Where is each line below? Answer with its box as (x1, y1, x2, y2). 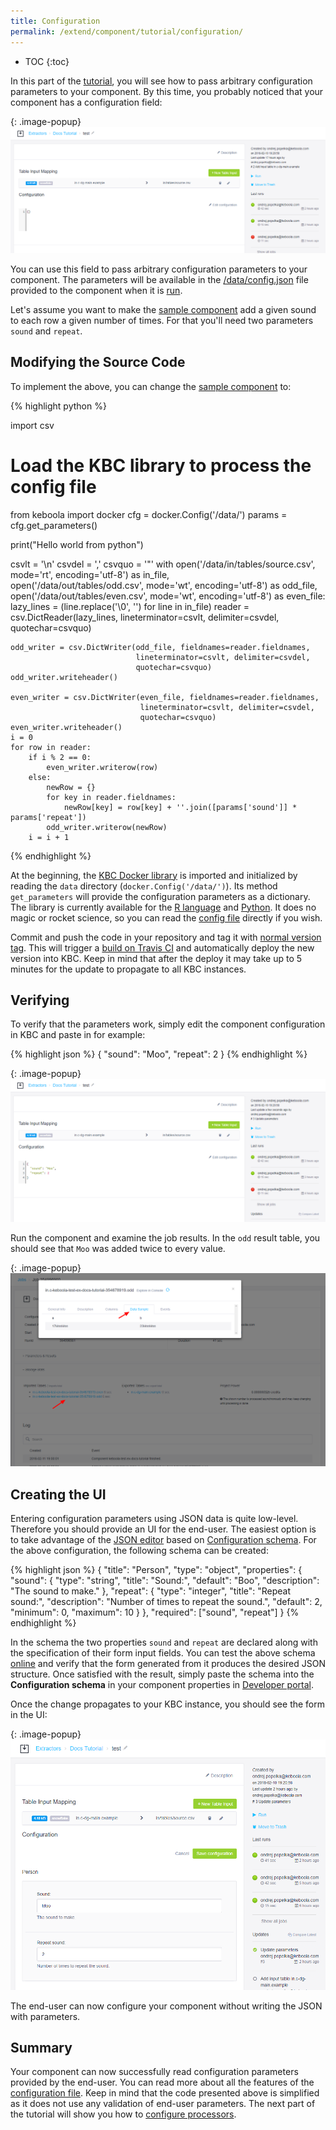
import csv (10, 419, 55, 431)
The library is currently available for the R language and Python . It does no (10, 901, 317, 913)
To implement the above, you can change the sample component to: (10, 380, 292, 392)
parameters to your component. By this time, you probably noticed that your (10, 85, 324, 97)
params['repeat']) (10, 812, 87, 822)
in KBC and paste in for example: (10, 1029, 146, 1041)
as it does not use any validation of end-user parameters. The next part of (10, 2098, 316, 2110)
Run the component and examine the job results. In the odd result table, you (10, 1231, 321, 1244)
